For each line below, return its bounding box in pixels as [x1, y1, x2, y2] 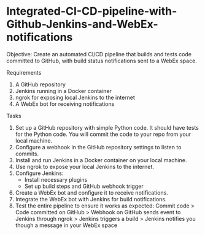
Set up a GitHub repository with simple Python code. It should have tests [15, 124, 199, 131]
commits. [15, 150, 39, 157]
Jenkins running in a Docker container [15, 87, 112, 94]
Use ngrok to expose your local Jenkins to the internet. [15, 163, 155, 170]
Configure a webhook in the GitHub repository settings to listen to [15, 143, 182, 151]
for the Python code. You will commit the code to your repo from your [15, 130, 191, 138]
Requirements [6, 69, 42, 76]
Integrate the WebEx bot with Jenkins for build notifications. [15, 195, 167, 203]
